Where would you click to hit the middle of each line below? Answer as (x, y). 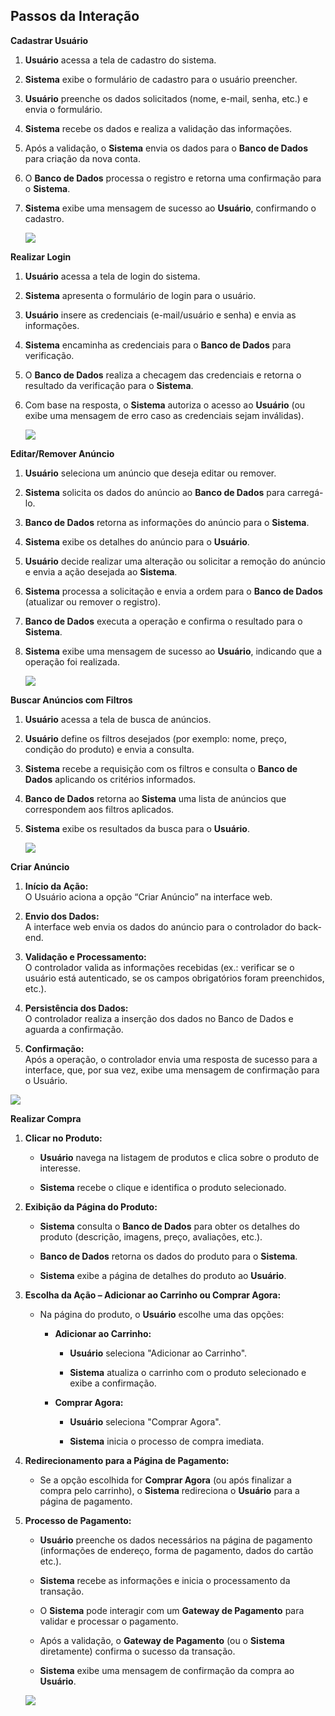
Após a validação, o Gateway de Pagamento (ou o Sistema (162, 1640)
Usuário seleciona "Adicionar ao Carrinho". (158, 1353)
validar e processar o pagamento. (109, 1621)
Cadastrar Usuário (49, 40)
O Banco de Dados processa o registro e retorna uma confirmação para (173, 178)
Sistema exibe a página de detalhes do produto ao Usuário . (163, 1275)
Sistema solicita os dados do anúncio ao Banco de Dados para (154, 492)
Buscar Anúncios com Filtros (71, 700)
